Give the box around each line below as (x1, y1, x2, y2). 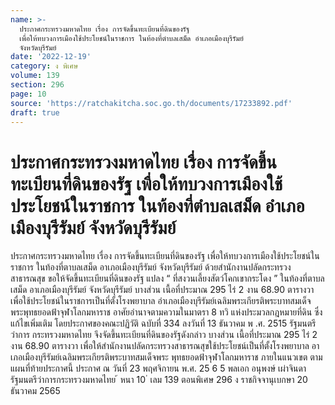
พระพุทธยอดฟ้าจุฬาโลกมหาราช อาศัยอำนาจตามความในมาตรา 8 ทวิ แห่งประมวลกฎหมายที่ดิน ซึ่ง (10, 306, 323, 318)
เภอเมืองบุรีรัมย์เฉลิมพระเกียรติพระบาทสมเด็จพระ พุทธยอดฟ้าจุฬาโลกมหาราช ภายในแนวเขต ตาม (10, 351, 323, 363)
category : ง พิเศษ (10, 61, 79, 71)
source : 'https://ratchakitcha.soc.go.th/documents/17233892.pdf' (10, 98, 293, 108)
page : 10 (10, 89, 47, 99)
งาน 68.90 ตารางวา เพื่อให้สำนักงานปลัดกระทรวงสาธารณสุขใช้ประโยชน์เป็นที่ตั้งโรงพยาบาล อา (10, 340, 320, 352)
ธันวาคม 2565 (10, 385, 61, 397)
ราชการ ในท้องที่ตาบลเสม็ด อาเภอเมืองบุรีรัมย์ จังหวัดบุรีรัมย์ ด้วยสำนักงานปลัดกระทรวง (10, 261, 292, 273)
